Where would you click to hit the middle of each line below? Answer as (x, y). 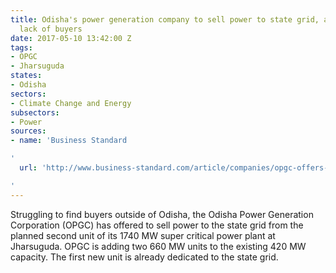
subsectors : (35, 112)
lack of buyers (51, 29)
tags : (21, 47)
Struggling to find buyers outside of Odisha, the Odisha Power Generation (162, 214)
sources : (28, 131)
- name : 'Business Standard (69, 141)
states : (26, 76)
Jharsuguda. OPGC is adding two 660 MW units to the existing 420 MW (158, 246)
